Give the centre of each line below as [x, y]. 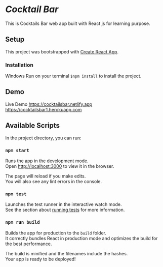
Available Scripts [32, 126]
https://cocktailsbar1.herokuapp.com [44, 109]
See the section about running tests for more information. [65, 210]
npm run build [23, 222]
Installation [19, 65]
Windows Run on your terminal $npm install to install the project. [73, 76]
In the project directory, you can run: [43, 138]
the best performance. [29, 244]
